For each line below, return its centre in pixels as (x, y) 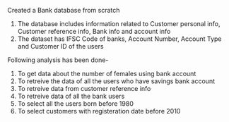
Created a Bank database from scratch (64, 10)
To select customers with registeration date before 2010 (99, 111)
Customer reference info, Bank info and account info (94, 31)
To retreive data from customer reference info (84, 89)
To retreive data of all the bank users (71, 96)
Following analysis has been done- (58, 60)
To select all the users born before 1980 (76, 104)
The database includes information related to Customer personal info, (119, 24)
